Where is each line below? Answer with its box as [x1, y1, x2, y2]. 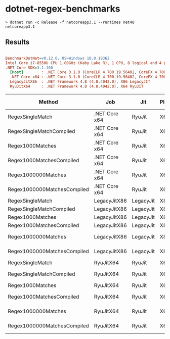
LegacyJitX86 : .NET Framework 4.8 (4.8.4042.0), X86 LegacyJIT [10, 79, 151, 84]
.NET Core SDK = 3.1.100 [5, 65, 53, 70]
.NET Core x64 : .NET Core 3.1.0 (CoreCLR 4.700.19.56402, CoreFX [10, 74, 153, 80]
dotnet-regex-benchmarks [5, 3, 120, 15]
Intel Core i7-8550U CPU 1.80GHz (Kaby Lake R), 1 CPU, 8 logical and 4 [5, 60, 162, 66]
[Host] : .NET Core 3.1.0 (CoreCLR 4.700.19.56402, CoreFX [10, 70, 153, 75]
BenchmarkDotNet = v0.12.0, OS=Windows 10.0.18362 [5, 56, 110, 61]
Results [5, 38, 30, 46]
